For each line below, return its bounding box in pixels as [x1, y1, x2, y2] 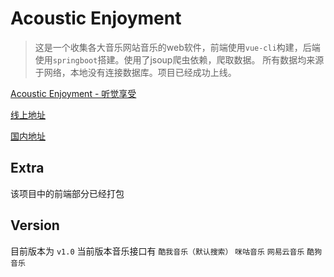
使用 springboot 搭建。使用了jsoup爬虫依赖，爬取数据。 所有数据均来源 [34, 53, 325, 66]
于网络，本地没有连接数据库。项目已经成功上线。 [34, 66, 237, 78]
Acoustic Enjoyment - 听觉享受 [10, 87, 137, 99]
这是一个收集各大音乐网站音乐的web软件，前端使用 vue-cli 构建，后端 [34, 41, 321, 53]
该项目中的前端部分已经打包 [10, 187, 125, 199]
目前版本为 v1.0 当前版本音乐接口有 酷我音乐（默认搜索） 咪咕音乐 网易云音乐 [10, 245, 305, 257]
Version [10, 217, 60, 234]
